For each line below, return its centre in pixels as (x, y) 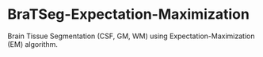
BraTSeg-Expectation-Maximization (129, 14)
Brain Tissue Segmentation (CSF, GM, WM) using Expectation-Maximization (131, 36)
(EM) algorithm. (33, 44)
